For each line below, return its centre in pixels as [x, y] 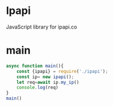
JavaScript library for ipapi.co [42, 27]
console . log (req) [38, 88]
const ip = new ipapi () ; [45, 77]
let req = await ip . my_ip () [48, 82]
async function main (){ [35, 66]
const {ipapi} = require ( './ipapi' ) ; [62, 71]
